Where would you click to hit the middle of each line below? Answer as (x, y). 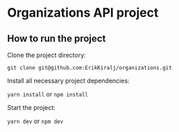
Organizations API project (83, 13)
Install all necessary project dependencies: (68, 81)
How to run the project (57, 39)
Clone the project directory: (46, 55)
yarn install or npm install (48, 94)
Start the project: (31, 108)
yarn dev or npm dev (35, 121)
